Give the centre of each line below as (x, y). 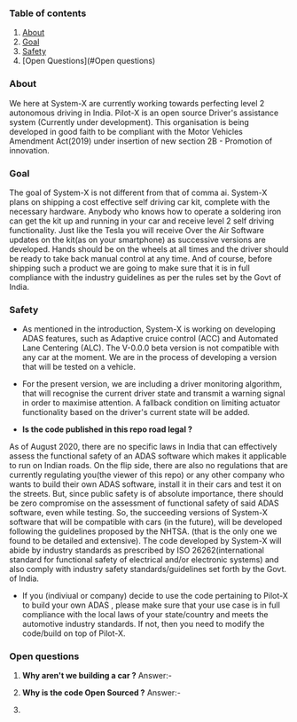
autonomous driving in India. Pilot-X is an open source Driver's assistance (144, 113)
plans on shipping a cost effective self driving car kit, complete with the (140, 201)
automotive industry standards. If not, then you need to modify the (143, 624)
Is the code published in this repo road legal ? (107, 429)
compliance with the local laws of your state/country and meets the (145, 615)
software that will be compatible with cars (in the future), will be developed (146, 522)
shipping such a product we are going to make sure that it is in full (129, 268)
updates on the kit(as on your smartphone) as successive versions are (137, 239)
